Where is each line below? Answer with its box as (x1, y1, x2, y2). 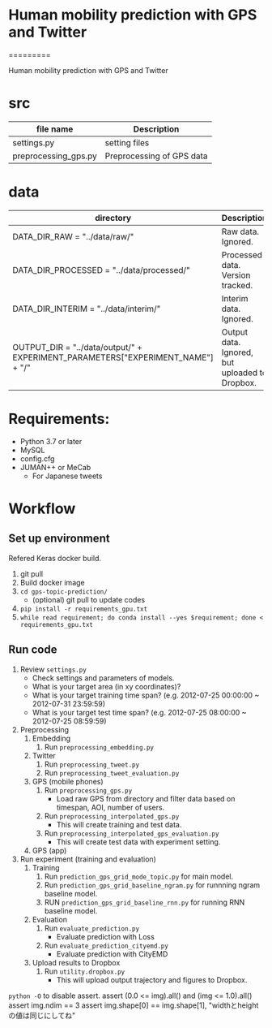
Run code (8, 643, 57, 657)
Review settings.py (19, 664, 87, 674)
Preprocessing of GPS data (104, 150, 208, 162)
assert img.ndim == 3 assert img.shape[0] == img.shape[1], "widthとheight (8, 1000, 259, 1010)
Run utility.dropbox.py (44, 966, 125, 976)
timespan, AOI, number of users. (56, 802, 165, 812)
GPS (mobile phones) (32, 776, 104, 786)
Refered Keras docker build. (8, 553, 102, 563)
